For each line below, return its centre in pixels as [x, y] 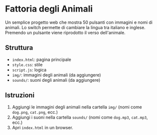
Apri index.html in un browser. [43, 127]
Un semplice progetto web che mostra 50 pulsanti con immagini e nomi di [79, 22]
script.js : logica [29, 70]
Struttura [19, 48]
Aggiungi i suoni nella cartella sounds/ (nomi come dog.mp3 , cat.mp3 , [80, 117]
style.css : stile [27, 64]
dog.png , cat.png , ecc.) [35, 112]
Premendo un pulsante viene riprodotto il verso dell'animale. [65, 32]
